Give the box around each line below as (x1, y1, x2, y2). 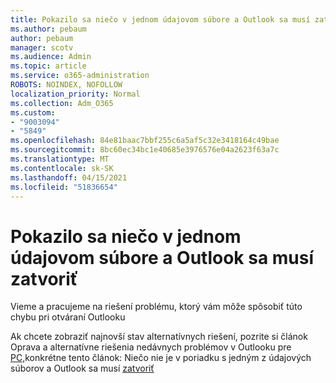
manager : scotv (10, 42, 74, 53)
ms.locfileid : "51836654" (10, 182, 118, 192)
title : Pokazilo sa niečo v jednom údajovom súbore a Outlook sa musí (10, 14, 311, 25)
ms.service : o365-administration (10, 71, 150, 81)
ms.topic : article (10, 61, 87, 71)
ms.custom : (10, 107, 56, 118)
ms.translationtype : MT (10, 154, 110, 164)
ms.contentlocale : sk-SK (10, 163, 114, 173)
